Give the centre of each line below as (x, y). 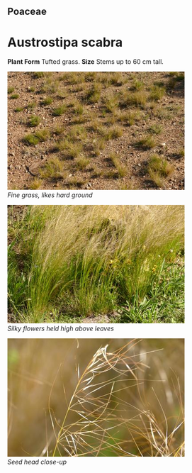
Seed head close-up (37, 462)
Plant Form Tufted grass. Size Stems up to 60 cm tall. (86, 62)
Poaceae (27, 12)
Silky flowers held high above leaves (61, 328)
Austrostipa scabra (65, 42)
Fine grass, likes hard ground (50, 195)
